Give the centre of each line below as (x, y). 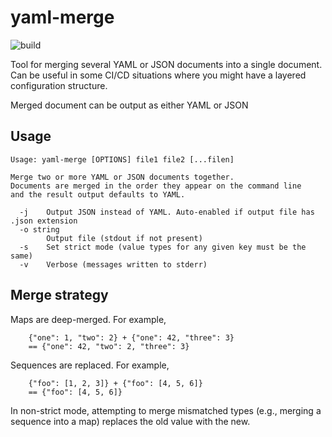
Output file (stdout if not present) (124, 238)
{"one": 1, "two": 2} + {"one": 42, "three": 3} (131, 337)
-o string (39, 229)
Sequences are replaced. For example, (90, 365)
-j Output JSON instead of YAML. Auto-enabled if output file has (167, 212)
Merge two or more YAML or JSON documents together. (122, 177)
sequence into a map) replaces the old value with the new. (130, 421)
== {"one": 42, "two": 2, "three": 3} (109, 346)
